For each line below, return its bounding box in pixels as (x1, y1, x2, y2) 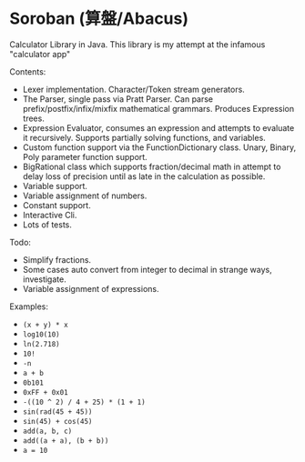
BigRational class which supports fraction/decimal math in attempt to (22, 161, 281, 172)
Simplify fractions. (22, 254, 92, 265)
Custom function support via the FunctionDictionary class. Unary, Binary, (22, 142, 297, 153)
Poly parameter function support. (22, 151, 147, 162)
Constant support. (22, 199, 91, 210)
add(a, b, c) (22, 427, 73, 436)
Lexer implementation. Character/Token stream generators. (22, 84, 246, 95)
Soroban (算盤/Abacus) (9, 8, 189, 29)
